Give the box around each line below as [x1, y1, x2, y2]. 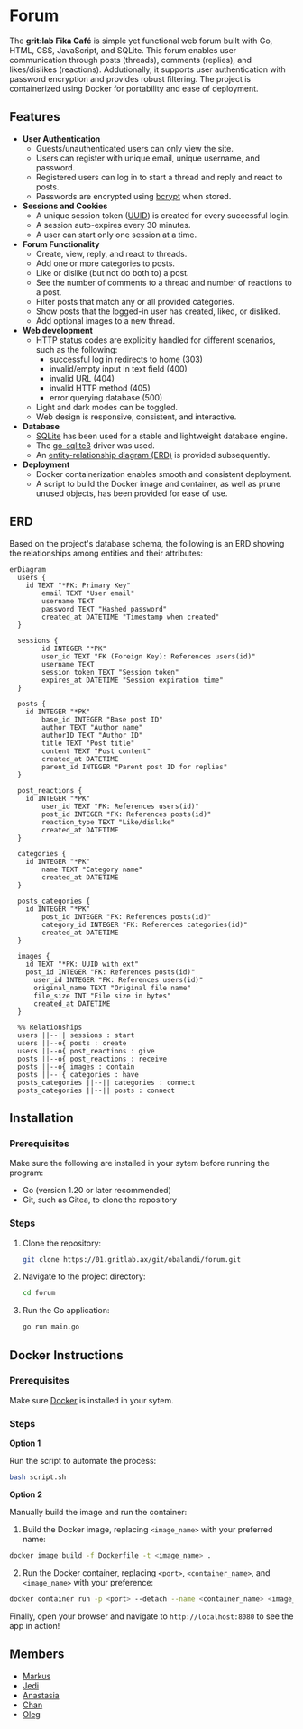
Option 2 [9, 1489, 42, 1500]
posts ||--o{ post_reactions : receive [17, 1054, 168, 1063]
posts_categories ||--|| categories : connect [17, 1078, 196, 1087]
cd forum [22, 1289, 56, 1298]
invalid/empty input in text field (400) [49, 363, 188, 374]
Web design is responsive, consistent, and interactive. [35, 411, 237, 422]
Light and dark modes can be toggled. [35, 401, 179, 412]
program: [9, 1167, 44, 1178]
